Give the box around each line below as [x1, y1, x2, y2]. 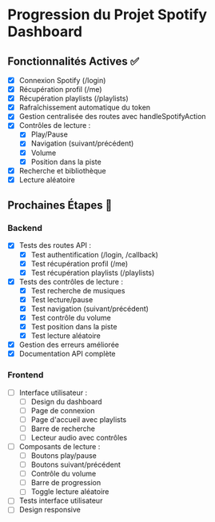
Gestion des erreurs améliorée [18, 340, 119, 349]
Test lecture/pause [30, 294, 94, 305]
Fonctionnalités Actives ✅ [7, 54, 139, 68]
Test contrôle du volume [30, 313, 111, 322]
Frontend [7, 369, 44, 381]
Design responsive [18, 505, 81, 515]
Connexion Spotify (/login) [18, 76, 106, 85]
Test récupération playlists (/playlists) [30, 268, 155, 277]
